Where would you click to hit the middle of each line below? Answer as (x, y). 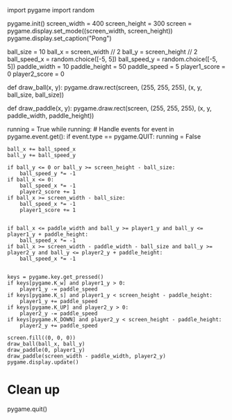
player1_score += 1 (48, 210)
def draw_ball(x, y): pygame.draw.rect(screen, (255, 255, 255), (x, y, (105, 87)
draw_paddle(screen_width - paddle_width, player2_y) (87, 356)
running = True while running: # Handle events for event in (91, 129)
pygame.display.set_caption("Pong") (60, 38)
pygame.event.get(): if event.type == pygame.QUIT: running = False (104, 136)
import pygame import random (51, 10)
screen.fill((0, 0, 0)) (42, 338)
